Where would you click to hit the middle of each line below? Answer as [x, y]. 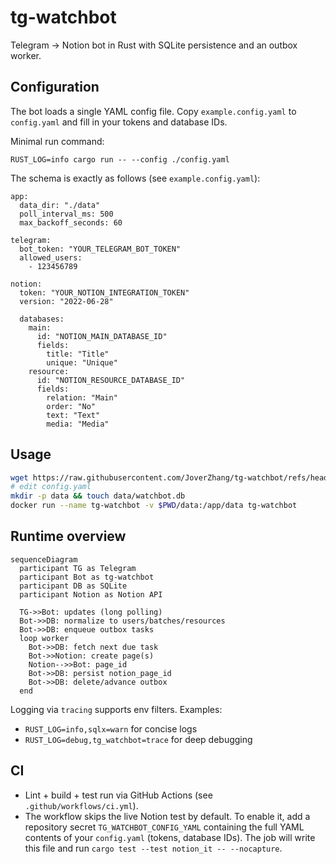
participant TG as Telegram [78, 568]
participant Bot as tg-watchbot [87, 577]
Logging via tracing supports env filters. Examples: [116, 709]
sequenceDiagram [44, 559]
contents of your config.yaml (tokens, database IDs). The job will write [170, 837]
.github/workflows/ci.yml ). [81, 805]
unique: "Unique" [82, 362]
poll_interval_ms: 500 [66, 214]
